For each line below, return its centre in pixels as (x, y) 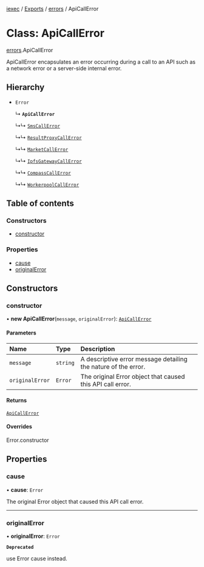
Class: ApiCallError (56, 33)
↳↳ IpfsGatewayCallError (48, 161)
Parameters (21, 333)
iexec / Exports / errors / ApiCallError (53, 9)
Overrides (19, 427)
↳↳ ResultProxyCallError (48, 137)
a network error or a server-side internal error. (64, 68)
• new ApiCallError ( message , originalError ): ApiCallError (79, 319)
